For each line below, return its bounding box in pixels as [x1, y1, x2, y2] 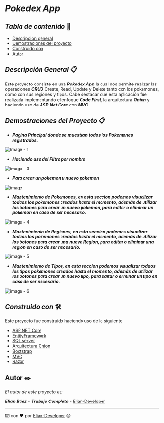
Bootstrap [12, 348, 32, 354]
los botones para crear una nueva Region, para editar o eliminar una [12, 239, 154, 245]
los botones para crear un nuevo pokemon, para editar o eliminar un [12, 204, 154, 210]
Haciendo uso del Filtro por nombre [12, 156, 85, 162]
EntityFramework [12, 333, 47, 338]
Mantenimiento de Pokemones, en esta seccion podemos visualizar [12, 194, 153, 200]
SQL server [12, 338, 35, 344]
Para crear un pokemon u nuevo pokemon [12, 175, 99, 181]
